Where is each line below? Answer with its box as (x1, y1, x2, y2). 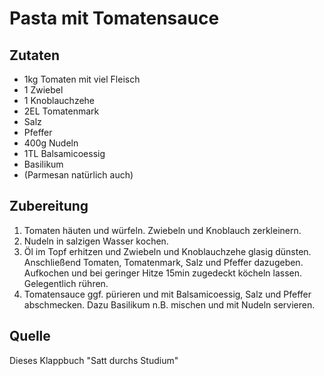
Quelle (9, 328, 51, 345)
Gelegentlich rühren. (23, 277, 109, 289)
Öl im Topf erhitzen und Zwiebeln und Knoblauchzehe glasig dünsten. (23, 245, 312, 257)
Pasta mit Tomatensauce (9, 7, 220, 30)
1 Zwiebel (23, 84, 64, 96)
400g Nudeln (23, 137, 79, 149)
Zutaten (9, 47, 61, 64)
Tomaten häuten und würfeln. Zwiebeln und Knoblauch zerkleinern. (23, 224, 302, 236)
